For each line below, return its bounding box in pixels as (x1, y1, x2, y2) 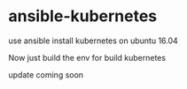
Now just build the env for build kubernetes (8, 52, 166, 63)
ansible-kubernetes (8, 6, 158, 26)
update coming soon (8, 69, 84, 80)
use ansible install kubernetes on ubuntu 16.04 (8, 35, 178, 46)
